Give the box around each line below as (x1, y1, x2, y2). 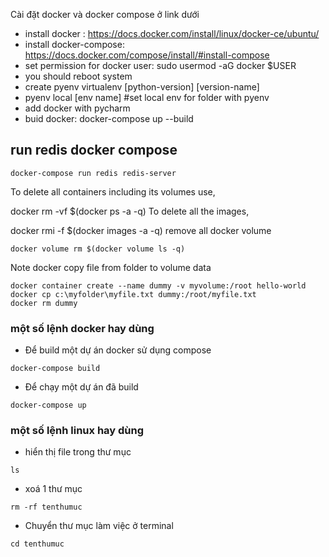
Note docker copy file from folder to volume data (10, 261, 212, 273)
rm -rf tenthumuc (10, 502, 83, 513)
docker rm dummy (10, 298, 78, 308)
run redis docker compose (10, 142, 178, 159)
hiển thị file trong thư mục (24, 446, 132, 458)
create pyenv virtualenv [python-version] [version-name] (24, 81, 260, 93)
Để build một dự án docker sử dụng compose (24, 344, 212, 356)
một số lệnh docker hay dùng (10, 321, 155, 335)
